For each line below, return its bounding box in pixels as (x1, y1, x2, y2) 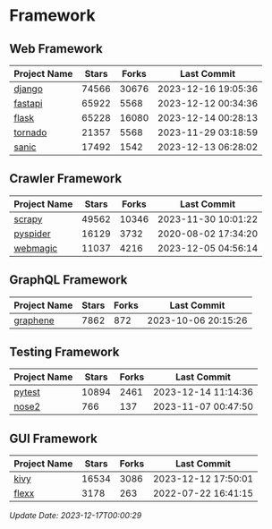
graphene (13, 314, 55, 327)
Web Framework (9, 41, 103, 56)
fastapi (13, 98, 43, 109)
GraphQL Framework (9, 272, 128, 287)
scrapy (13, 212, 43, 225)
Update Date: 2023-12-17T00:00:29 (9, 510, 142, 521)
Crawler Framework (9, 171, 123, 186)
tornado (13, 126, 47, 139)
